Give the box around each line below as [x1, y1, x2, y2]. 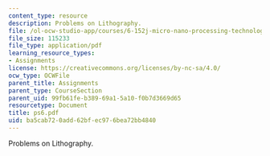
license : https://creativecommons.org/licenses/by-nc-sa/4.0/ [8, 64, 221, 72]
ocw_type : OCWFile [8, 72, 70, 80]
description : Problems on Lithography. [8, 19, 142, 27]
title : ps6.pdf [8, 109, 59, 117]
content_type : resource [8, 11, 88, 20]
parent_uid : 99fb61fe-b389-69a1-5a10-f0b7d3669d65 [8, 94, 182, 102]
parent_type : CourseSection [8, 86, 103, 95]
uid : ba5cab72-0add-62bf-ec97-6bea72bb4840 [8, 117, 157, 125]
